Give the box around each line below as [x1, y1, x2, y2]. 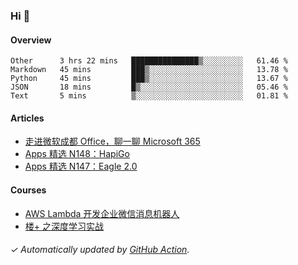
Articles [10, 112, 45, 124]
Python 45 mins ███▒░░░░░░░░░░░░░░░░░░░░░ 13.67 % [10, 74, 288, 84]
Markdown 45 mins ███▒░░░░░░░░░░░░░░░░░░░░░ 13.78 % [10, 65, 288, 75]
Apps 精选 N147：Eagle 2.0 [24, 160, 138, 173]
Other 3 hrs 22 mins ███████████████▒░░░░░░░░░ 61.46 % [10, 56, 288, 66]
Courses [10, 184, 47, 196]
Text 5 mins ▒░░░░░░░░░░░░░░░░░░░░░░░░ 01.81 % [10, 91, 288, 101]
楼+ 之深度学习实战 [24, 220, 104, 232]
